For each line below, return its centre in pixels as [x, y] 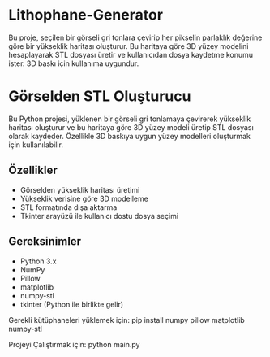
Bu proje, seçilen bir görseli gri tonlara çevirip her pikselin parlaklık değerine [135, 37]
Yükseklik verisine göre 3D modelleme [84, 198]
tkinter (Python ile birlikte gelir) [72, 304]
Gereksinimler [45, 242]
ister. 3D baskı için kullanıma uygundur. [74, 63]
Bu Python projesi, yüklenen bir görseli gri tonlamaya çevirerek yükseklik [130, 119]
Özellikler [33, 170]
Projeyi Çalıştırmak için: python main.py [74, 344]
